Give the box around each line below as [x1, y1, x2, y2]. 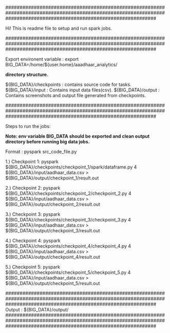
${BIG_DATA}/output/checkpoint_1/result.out [5, 175, 99, 181]
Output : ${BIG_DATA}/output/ [5, 307, 69, 312]
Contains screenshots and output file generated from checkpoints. [5, 92, 146, 98]
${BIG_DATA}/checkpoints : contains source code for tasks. [5, 82, 132, 87]
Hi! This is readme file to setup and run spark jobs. [5, 25, 112, 31]
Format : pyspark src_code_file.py [5, 149, 77, 155]
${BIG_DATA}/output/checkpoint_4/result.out [5, 254, 100, 260]
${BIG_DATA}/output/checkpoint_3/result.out [5, 228, 100, 233]
